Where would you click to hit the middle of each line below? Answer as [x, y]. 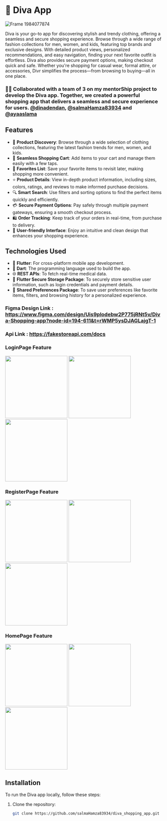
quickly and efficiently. [36, 200]
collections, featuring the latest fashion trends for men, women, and [82, 147]
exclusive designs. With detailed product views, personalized [68, 49]
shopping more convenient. [40, 174]
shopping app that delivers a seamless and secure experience [82, 101]
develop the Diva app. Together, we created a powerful [73, 95]
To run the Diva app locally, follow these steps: [53, 795]
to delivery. [24, 225]
